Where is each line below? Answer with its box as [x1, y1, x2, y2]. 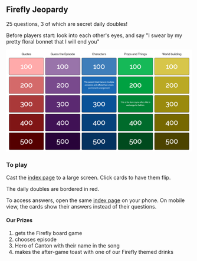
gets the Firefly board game [14, 230, 83, 237]
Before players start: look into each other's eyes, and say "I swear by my [6, 32, 183, 39]
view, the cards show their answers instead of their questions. [6, 203, 157, 210]
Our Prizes [6, 216, 33, 223]
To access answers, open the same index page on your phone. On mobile [6, 197, 185, 204]
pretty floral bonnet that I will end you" [6, 38, 100, 45]
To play [6, 160, 28, 169]
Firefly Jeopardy [6, 5, 68, 15]
